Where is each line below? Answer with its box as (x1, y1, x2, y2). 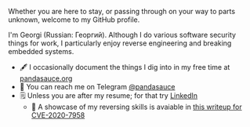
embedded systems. (8, 47, 74, 56)
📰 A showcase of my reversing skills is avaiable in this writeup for (31, 102, 242, 111)
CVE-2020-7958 (31, 111, 85, 120)
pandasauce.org (19, 74, 73, 83)
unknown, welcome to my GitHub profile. (8, 15, 140, 24)
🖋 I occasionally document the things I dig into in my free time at (19, 63, 230, 71)
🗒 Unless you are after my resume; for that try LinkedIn (19, 91, 198, 100)
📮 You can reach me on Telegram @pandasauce (19, 82, 176, 91)
